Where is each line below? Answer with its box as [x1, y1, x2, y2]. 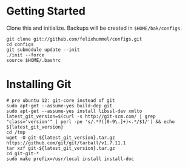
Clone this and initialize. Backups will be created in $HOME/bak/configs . [6, 24, 182, 32]
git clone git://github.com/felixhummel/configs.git [6, 36, 143, 42]
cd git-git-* [6, 150, 39, 156]
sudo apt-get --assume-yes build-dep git [6, 102, 113, 109]
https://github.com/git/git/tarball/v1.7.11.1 [6, 139, 126, 146]
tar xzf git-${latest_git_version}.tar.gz [6, 145, 115, 151]
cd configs [6, 41, 34, 47]
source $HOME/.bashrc [6, 57, 61, 63]
